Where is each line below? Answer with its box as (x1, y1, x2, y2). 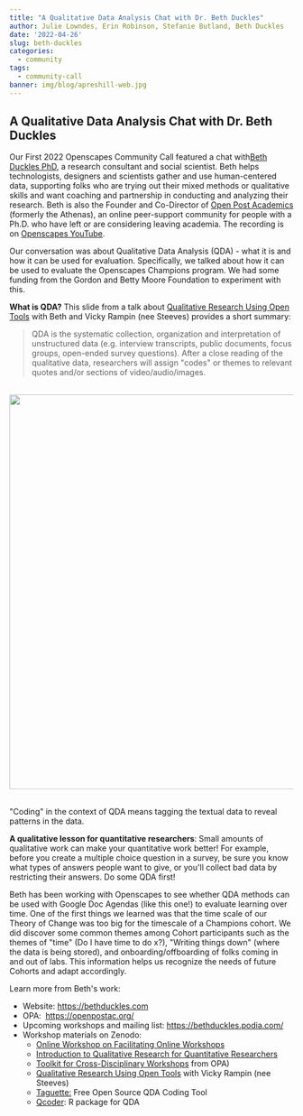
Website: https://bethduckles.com (22, 1001, 149, 1011)
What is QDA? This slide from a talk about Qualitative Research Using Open (9, 301, 290, 312)
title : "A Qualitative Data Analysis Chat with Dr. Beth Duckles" (9, 13, 264, 23)
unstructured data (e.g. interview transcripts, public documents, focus (31, 338, 292, 349)
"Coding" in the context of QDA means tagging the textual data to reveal (9, 807, 278, 817)
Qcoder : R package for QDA (35, 1097, 140, 1108)
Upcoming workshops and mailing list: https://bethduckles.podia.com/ (22, 1020, 284, 1031)
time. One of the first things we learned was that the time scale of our (9, 908, 268, 919)
